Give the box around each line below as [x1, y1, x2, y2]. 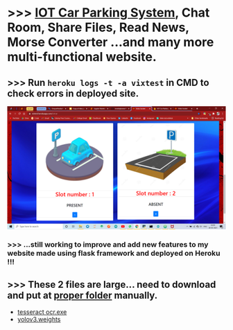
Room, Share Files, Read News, [7, 19, 189, 35]
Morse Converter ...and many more [7, 35, 214, 50]
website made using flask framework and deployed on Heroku [7, 248, 221, 258]
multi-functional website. [7, 49, 157, 65]
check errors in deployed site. [7, 87, 139, 99]
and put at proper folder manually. [7, 289, 158, 301]
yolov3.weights [17, 315, 61, 324]
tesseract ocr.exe [17, 308, 67, 316]
